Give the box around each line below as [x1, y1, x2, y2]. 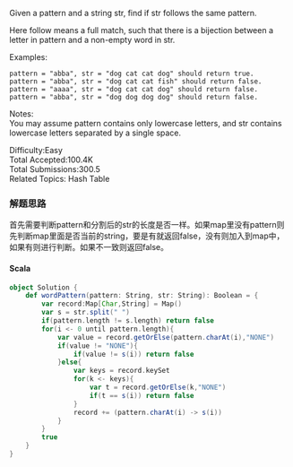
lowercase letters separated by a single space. [9, 127, 182, 138]
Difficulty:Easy [9, 145, 63, 155]
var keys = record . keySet [73, 367, 170, 376]
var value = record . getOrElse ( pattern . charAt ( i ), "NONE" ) [56, 333, 275, 342]
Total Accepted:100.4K [9, 154, 94, 165]
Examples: [9, 52, 47, 62]
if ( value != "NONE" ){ [56, 341, 139, 350]
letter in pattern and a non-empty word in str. [9, 35, 176, 45]
